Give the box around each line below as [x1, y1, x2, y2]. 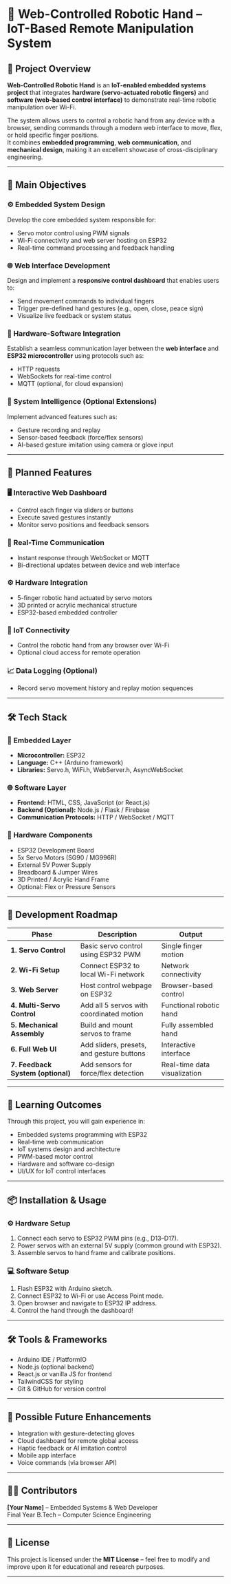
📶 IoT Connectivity [7, 625, 70, 635]
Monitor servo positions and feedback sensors [16, 521, 149, 529]
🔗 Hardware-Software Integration [7, 328, 121, 338]
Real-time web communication [16, 1138, 104, 1146]
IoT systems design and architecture [16, 1145, 120, 1153]
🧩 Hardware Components [7, 831, 93, 840]
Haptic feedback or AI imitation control [16, 1444, 127, 1452]
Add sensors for [80, 1060, 133, 1069]
